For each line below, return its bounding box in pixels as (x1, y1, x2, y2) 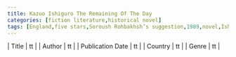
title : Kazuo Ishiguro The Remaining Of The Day (7, 10, 152, 17)
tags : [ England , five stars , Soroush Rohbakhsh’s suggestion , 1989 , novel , (7, 23, 221, 30)
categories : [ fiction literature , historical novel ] (7, 17, 162, 24)
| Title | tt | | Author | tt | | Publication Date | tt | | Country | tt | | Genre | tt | (7, 42, 221, 51)
